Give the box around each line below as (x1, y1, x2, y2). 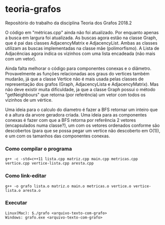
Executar (5, 199, 27, 206)
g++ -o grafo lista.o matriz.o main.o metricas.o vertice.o (5, 183, 132, 189)
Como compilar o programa (5, 145, 72, 152)
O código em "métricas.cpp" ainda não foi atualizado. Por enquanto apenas (5, 29, 159, 35)
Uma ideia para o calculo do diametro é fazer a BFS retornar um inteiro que (5, 107, 158, 112)
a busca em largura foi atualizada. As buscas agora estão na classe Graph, (5, 35, 157, 41)
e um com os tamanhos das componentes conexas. (5, 133, 110, 139)
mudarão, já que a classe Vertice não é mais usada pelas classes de (5, 76, 144, 82)
